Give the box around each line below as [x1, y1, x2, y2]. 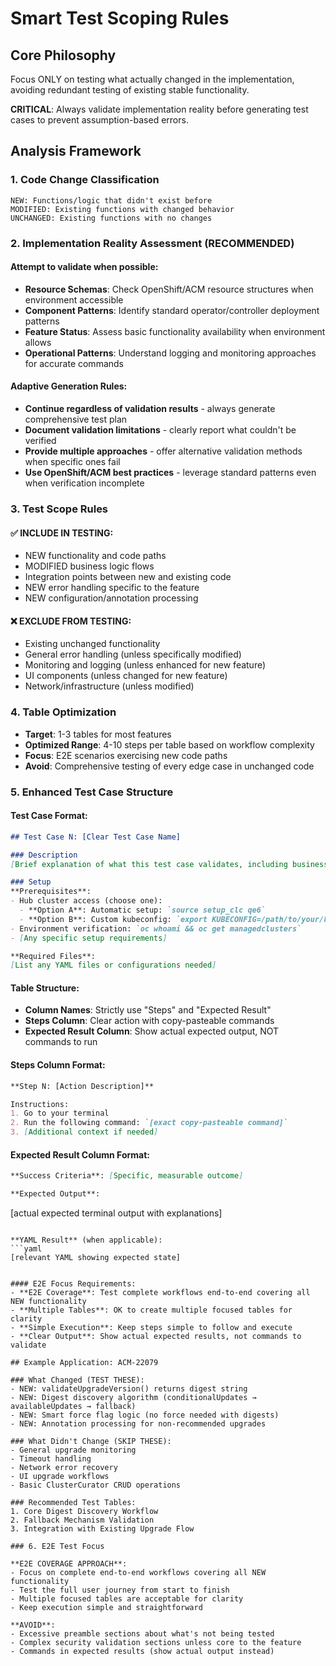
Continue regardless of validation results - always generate [24, 403, 276, 415]
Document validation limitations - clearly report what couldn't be [24, 424, 297, 436]
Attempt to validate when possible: [10, 261, 159, 273]
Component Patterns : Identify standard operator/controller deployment [24, 304, 320, 316]
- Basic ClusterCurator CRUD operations [10, 1480, 182, 1490]
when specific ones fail [24, 456, 121, 468]
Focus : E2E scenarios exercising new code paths [24, 749, 228, 761]
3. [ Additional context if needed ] [10, 1127, 159, 1137]
